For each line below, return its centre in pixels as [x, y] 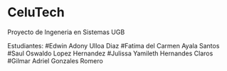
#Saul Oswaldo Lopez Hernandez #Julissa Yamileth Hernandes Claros [110, 53]
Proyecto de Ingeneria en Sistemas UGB [66, 32]
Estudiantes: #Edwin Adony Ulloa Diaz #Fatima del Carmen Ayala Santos [114, 45]
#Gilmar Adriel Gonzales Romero [55, 60]
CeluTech [36, 12]
